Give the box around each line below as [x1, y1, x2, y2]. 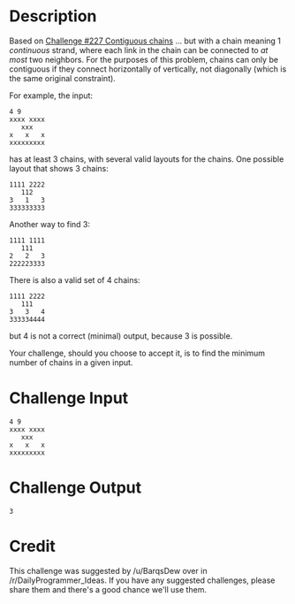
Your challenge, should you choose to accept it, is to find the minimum [9, 348, 266, 358]
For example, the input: [9, 90, 94, 101]
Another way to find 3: [9, 218, 91, 229]
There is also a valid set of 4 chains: [9, 274, 140, 285]
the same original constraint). [9, 73, 117, 83]
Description [9, 6, 97, 27]
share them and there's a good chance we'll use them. [9, 584, 208, 594]
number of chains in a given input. [9, 356, 133, 368]
